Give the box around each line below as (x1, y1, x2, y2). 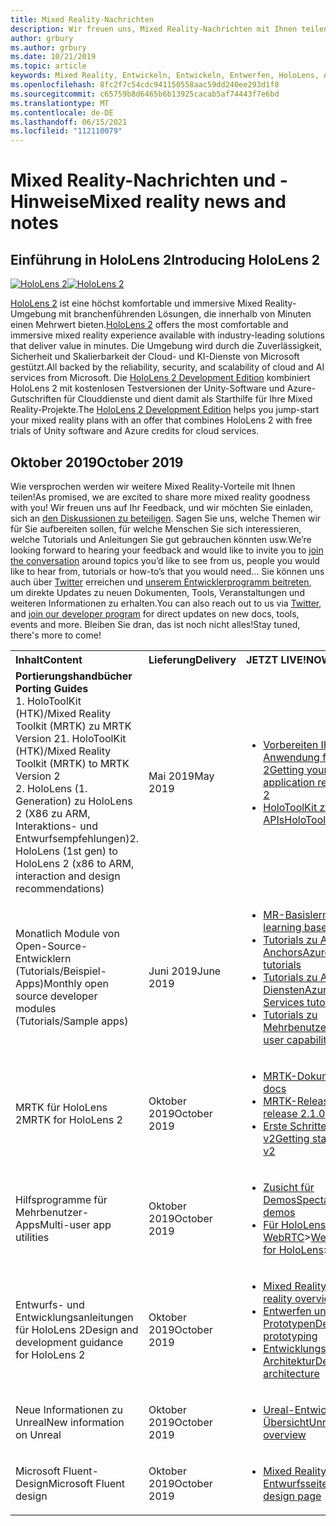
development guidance (15, 1335, 124, 1349)
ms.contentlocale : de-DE (10, 107, 114, 118)
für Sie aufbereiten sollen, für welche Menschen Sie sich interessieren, (10, 522, 302, 535)
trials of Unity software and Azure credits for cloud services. (10, 425, 260, 437)
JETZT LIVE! (246, 652, 307, 666)
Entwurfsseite (263, 1476, 328, 1490)
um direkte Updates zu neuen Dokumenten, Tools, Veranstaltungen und (10, 586, 305, 598)
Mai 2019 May (148, 769, 215, 783)
